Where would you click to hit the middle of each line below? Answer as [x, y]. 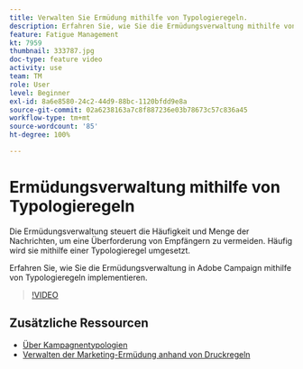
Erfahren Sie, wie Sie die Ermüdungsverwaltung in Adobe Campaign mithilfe [150, 267]
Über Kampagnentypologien [75, 345]
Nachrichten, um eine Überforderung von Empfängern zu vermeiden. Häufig [151, 240]
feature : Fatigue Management [64, 34]
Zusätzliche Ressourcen [79, 324]
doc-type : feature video [56, 59]
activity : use [36, 68]
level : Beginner [40, 93]
